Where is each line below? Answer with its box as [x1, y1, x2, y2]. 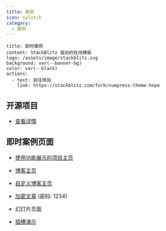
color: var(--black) [6, 66, 58, 72]
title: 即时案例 [6, 43, 43, 49]
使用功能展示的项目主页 [14, 154, 73, 161]
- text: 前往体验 [11, 77, 52, 83]
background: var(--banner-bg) [6, 60, 82, 66]
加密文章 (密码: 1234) [14, 192, 67, 200]
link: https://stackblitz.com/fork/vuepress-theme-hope [17, 83, 161, 89]
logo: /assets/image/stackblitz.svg [6, 55, 98, 61]
